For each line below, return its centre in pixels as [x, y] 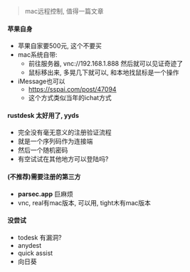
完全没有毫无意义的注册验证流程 [64, 132]
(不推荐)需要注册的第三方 [44, 176]
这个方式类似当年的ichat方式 [70, 98]
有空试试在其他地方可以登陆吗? [63, 159]
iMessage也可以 [41, 82]
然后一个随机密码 [43, 150]
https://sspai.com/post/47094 [72, 89]
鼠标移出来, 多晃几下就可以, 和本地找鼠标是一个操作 [104, 72]
